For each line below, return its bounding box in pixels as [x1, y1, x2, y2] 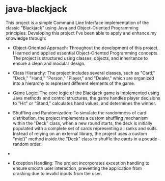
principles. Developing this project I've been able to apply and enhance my [5, 30, 157, 36]
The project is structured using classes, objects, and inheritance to [12, 55, 148, 61]
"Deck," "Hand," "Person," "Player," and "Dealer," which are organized [12, 75, 154, 81]
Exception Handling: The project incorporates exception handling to [12, 160, 150, 166]
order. [29, 141, 42, 147]
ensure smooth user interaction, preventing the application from [12, 165, 142, 171]
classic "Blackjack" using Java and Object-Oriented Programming [5, 25, 139, 30]
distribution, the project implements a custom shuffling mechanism [12, 115, 148, 121]
